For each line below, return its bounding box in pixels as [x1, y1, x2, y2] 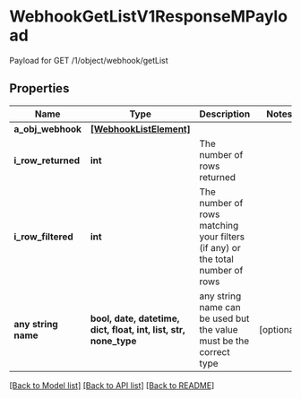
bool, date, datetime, [90, 312, 180, 325]
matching [199, 219, 239, 231]
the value [199, 323, 239, 335]
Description [199, 108, 251, 120]
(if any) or [199, 241, 241, 254]
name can [199, 300, 242, 313]
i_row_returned [13, 154, 81, 167]
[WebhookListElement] [90, 123, 191, 135]
